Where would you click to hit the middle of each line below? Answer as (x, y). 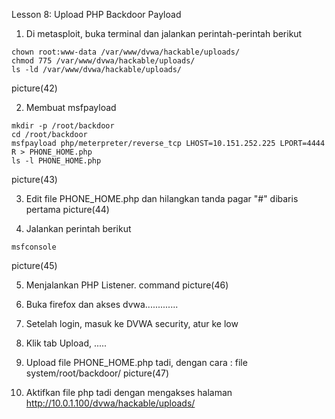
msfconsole (34, 247)
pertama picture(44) (67, 209)
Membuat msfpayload (71, 107)
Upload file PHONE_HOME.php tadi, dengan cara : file (136, 362)
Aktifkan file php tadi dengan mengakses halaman (129, 392)
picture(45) (34, 265)
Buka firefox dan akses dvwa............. (102, 304)
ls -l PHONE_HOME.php (56, 161)
